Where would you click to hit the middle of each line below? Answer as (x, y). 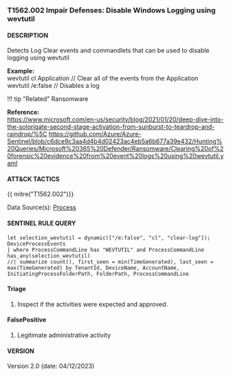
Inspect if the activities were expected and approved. (92, 304)
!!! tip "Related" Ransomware (48, 99)
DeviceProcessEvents (37, 244)
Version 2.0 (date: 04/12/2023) (51, 366)
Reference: (23, 113)
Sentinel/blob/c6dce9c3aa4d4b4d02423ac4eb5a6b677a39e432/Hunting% (115, 141)
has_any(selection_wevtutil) (49, 256)
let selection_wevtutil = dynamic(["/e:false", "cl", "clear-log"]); (109, 238)
